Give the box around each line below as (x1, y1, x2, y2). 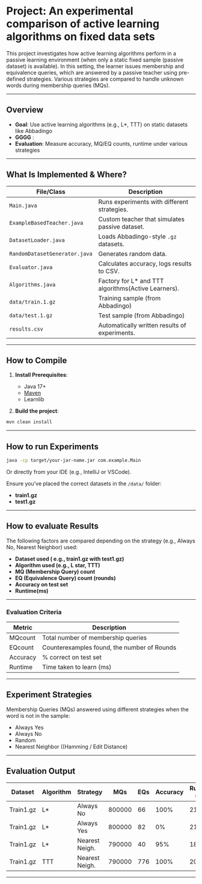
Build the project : (14, 408, 59, 415)
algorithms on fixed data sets (6, 30, 155, 43)
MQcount (9, 633, 36, 642)
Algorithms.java (9, 281, 56, 288)
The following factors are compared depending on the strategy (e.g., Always (6, 537, 195, 544)
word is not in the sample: (6, 712, 70, 719)
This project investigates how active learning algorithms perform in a (6, 49, 176, 57)
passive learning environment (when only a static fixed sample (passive (6, 56, 183, 63)
